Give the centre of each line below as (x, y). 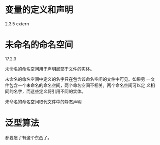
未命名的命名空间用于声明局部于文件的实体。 (50, 69)
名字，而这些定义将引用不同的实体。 (49, 91)
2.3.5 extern (17, 24)
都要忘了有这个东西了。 (28, 137)
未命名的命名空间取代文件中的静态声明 (43, 101)
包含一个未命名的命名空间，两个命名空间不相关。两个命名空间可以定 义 (80, 85)
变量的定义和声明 (39, 10)
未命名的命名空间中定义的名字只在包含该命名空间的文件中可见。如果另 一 (78, 79)
